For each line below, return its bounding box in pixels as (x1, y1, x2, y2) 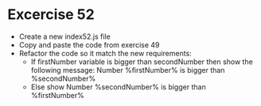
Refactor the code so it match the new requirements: (18, 48, 192, 58)
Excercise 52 (7, 6, 95, 24)
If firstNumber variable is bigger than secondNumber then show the (30, 57, 254, 66)
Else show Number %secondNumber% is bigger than (30, 81, 206, 92)
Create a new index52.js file (18, 32, 111, 41)
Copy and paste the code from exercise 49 (18, 40, 160, 49)
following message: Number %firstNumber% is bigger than (30, 65, 225, 74)
